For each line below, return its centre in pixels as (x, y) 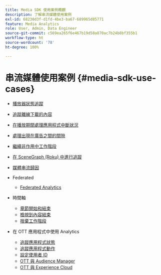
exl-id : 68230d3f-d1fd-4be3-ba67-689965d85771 (54, 19)
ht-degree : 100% (22, 47)
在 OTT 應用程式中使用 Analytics (46, 231)
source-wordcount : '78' (30, 43)
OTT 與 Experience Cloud (46, 267)
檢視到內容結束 (35, 214)
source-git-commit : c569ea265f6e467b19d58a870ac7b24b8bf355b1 (71, 33)
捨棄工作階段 (33, 221)
